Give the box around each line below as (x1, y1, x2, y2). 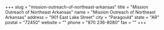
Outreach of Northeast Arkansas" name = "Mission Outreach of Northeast (5, 9, 156, 15)
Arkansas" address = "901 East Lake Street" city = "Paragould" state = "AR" (5, 15, 160, 20)
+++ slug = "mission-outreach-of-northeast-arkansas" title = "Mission (5, 4, 148, 10)
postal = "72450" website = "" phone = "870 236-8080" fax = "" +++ (5, 19, 147, 25)
